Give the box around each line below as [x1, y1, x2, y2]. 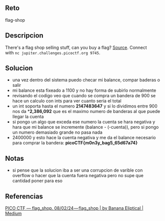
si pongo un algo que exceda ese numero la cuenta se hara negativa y [12, 119, 156, 125]
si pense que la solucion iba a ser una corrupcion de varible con [12, 167, 143, 173]
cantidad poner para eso [12, 178, 63, 184]
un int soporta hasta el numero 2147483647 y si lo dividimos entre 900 [12, 103, 158, 109]
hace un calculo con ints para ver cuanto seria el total [12, 98, 122, 104]
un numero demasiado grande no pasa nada [12, 129, 103, 135]
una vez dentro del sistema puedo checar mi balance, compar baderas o [12, 77, 161, 83]
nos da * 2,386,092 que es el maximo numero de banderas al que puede [12, 109, 161, 114]
